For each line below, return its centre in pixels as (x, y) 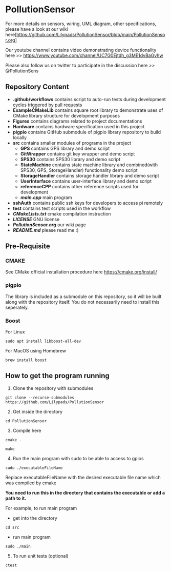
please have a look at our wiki (37, 29)
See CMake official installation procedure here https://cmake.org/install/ (81, 272)
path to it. (16, 498)
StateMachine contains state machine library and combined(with (89, 165)
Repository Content (37, 87)
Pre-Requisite (28, 246)
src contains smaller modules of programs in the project (72, 143)
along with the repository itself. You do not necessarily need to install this (82, 302)
